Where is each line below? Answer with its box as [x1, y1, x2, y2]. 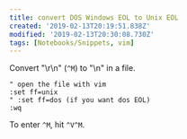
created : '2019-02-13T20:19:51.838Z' [9, 22, 151, 30]
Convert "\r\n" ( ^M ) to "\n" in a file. [9, 63, 137, 74]
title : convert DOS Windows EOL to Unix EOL [9, 13, 179, 22]
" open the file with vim [9, 80, 106, 90]
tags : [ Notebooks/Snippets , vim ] [9, 38, 135, 48]
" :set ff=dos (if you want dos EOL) [9, 96, 151, 105]
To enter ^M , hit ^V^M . [9, 119, 85, 130]
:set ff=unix [9, 88, 58, 97]
